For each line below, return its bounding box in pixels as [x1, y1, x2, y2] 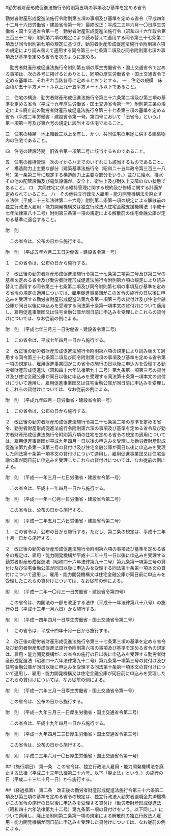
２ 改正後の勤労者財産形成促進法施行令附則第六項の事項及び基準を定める [5, 546, 161, 552]
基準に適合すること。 [14, 217, 59, 222]
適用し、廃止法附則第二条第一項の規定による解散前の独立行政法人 [18, 813, 157, 819]
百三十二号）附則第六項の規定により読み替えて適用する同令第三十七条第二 [9, 35, 166, 40]
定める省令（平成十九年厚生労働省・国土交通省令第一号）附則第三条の [14, 101, 161, 107]
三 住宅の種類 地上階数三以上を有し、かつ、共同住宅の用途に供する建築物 [5, 131, 166, 137]
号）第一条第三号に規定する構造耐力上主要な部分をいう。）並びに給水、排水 [5, 172, 164, 178]
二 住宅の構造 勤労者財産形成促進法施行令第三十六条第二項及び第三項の [5, 94, 161, 101]
